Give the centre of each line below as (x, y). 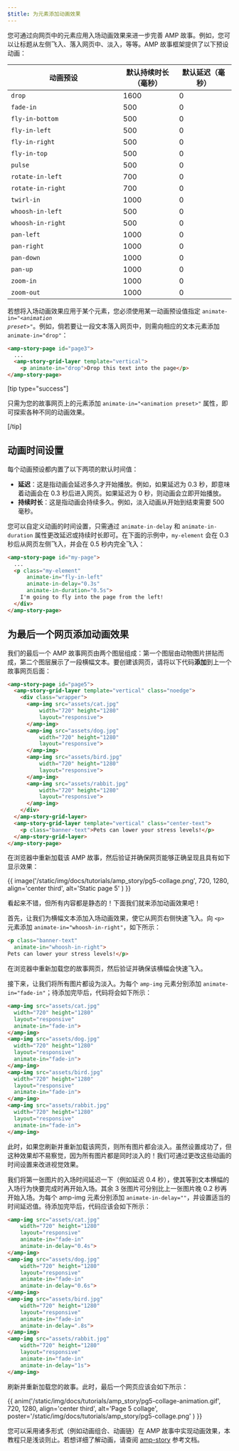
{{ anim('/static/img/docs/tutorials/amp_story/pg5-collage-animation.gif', (114, 1400)
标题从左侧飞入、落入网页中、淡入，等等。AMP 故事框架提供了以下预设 (124, 44)
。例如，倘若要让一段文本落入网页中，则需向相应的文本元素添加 (127, 326)
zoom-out (26, 292)
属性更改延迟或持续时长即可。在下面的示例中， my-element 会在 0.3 (132, 535)
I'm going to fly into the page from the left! (92, 597)
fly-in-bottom (35, 119)
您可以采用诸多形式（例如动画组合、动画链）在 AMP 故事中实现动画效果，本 (119, 1430)
